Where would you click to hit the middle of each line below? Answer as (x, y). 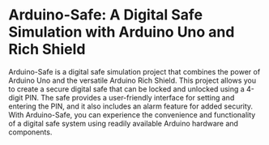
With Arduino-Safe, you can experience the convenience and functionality (132, 114)
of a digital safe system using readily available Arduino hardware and (124, 123)
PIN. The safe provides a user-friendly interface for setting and (130, 97)
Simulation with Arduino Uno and (122, 32)
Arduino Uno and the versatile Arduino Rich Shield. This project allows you (132, 80)
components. (30, 132)
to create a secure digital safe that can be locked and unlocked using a (126, 89)
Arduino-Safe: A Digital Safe (106, 15)
